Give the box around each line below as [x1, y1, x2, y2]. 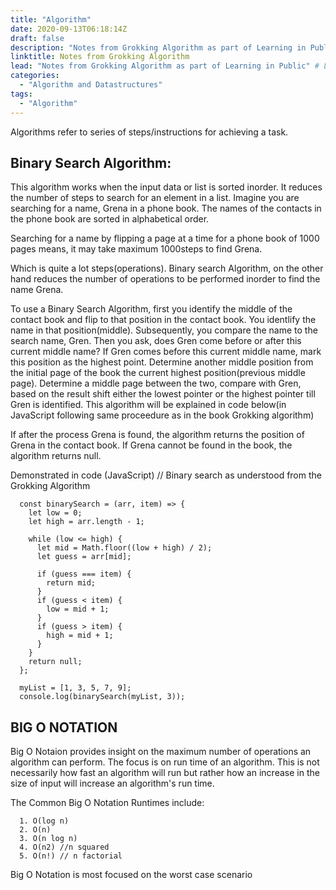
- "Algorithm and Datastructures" [19, 80, 163, 90]
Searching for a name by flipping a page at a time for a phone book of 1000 [10, 232, 320, 245]
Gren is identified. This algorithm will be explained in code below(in [10, 399, 287, 411]
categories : [10, 71, 60, 81]
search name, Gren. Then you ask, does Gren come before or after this [10, 335, 302, 347]
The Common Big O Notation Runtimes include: [10, 797, 205, 809]
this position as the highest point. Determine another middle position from [10, 356, 314, 368]
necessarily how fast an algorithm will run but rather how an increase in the [10, 767, 320, 779]
